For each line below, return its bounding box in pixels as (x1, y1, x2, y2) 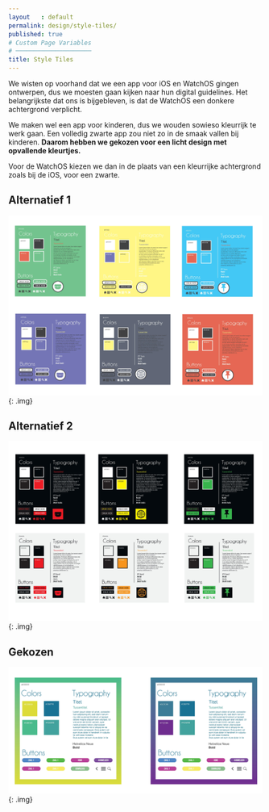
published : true (8, 30, 63, 38)
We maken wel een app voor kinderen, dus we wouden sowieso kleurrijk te (8, 120, 257, 129)
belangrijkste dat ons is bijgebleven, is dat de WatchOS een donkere (8, 96, 235, 105)
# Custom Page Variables (8, 39, 92, 47)
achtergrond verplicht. (8, 105, 83, 114)
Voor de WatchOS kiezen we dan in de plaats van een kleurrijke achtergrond (8, 161, 262, 171)
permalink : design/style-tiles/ (8, 21, 117, 30)
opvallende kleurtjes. (8, 146, 81, 155)
